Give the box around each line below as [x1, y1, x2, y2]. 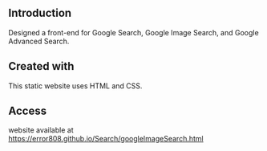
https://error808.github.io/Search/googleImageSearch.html [8, 134, 204, 144]
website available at [8, 125, 74, 135]
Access [8, 104, 47, 118]
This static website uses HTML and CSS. [8, 80, 143, 91]
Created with [8, 59, 75, 73]
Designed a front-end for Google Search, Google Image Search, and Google [8, 27, 259, 37]
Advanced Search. [8, 36, 70, 46]
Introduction [8, 6, 72, 20]
